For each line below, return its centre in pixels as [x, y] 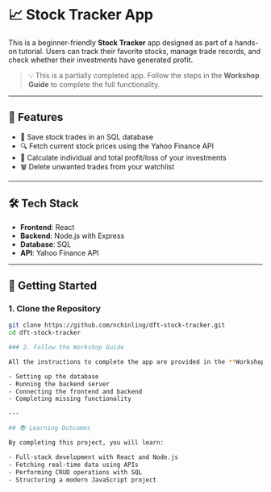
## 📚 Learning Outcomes [50, 428]
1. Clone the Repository [54, 308]
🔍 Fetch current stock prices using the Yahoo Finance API [117, 146]
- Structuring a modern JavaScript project [83, 480]
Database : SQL [46, 244]
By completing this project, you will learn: [86, 443]
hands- [247, 42]
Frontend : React [47, 227]
